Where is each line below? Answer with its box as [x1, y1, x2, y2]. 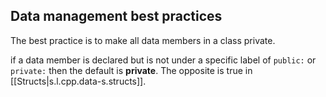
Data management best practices [10, 8, 223, 25]
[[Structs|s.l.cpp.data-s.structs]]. [10, 75, 147, 87]
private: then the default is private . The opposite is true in [10, 64, 253, 76]
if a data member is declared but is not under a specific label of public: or [10, 54, 317, 66]
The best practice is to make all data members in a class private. [10, 34, 276, 46]
